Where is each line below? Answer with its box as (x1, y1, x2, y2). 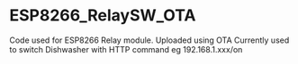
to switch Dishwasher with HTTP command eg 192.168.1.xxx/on (9, 44, 243, 54)
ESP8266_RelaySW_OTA (9, 5, 196, 26)
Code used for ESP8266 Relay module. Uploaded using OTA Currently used (9, 35, 290, 45)
